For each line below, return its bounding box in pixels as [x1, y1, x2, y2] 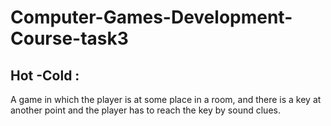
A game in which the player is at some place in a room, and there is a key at [10, 94, 322, 105]
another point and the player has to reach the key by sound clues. [10, 104, 281, 116]
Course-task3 [10, 27, 129, 50]
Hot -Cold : [10, 67, 80, 84]
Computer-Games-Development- [10, 6, 293, 29]
